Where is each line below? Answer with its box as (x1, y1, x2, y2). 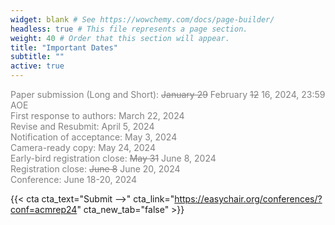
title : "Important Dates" (10, 42, 118, 53)
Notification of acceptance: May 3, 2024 (10, 131, 178, 143)
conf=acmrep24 (10, 204, 78, 215)
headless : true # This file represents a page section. (10, 24, 248, 34)
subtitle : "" (10, 52, 65, 62)
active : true (10, 61, 65, 71)
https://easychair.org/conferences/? (174, 193, 323, 205)
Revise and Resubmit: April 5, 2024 (10, 121, 155, 132)
